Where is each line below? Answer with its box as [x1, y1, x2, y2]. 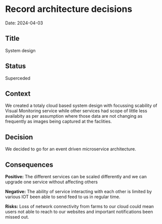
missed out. [5, 214, 29, 220]
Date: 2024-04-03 [5, 20, 43, 26]
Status [5, 62, 26, 71]
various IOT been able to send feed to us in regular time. [5, 194, 121, 200]
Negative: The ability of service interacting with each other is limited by [5, 189, 152, 194]
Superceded [5, 75, 31, 81]
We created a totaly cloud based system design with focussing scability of [5, 103, 158, 109]
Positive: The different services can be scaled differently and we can [5, 174, 147, 179]
